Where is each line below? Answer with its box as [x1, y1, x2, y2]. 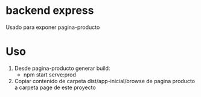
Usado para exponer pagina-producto [5, 23, 100, 31]
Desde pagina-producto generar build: [14, 64, 110, 72]
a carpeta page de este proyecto [14, 84, 96, 91]
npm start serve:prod [23, 70, 76, 78]
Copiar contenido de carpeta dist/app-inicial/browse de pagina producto [14, 77, 196, 84]
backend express [5, 4, 94, 17]
